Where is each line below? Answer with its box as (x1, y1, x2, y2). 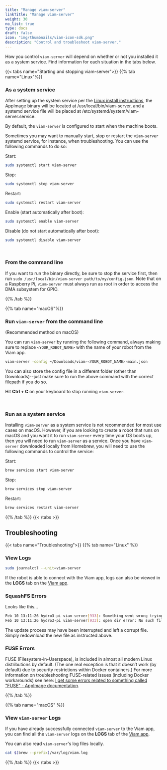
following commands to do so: (5, 143, 67, 150)
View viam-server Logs (5, 715, 61, 722)
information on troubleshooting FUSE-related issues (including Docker (5, 672, 149, 678)
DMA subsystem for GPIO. (5, 286, 59, 292)
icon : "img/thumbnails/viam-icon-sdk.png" (5, 35, 94, 40)
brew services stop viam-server (5, 487, 72, 492)
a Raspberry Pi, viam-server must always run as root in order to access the (5, 280, 158, 287)
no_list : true (5, 21, 35, 26)
